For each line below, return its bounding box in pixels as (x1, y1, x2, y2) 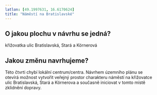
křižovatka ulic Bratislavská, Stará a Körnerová (5, 42, 98, 48)
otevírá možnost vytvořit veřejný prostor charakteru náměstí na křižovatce (5, 75, 152, 80)
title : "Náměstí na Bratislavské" (5, 12, 75, 16)
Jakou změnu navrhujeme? (5, 56, 89, 64)
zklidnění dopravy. (5, 85, 42, 91)
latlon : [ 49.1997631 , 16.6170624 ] (5, 7, 75, 12)
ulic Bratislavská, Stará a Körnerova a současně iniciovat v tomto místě (5, 79, 146, 85)
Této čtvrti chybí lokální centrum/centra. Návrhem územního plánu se (5, 69, 143, 75)
